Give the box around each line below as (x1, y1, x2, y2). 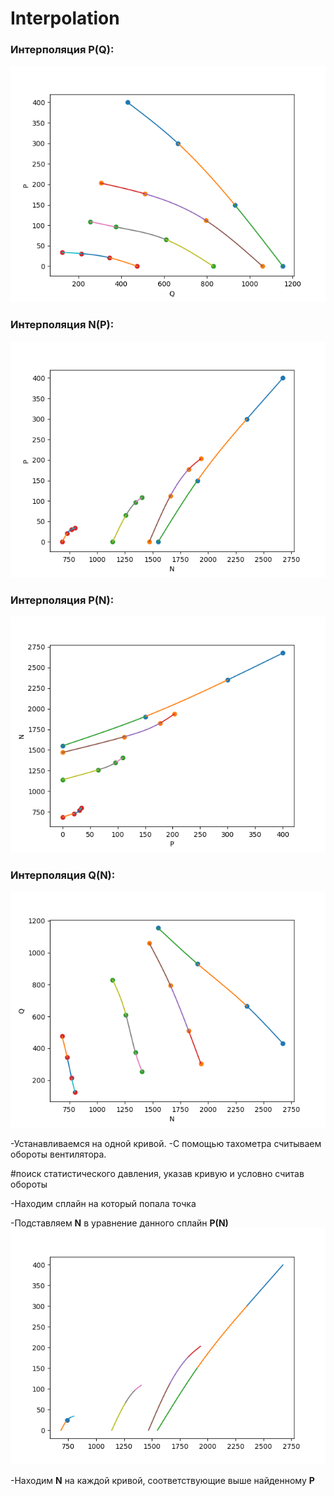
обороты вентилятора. (10, 1148, 107, 1161)
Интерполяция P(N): (10, 593, 115, 607)
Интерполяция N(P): (10, 318, 115, 332)
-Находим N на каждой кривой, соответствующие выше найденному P (10, 1475, 315, 1487)
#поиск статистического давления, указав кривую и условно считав (10, 1168, 305, 1180)
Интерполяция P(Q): (10, 43, 115, 57)
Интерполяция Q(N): (10, 868, 116, 882)
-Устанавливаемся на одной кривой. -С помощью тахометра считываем (10, 1138, 322, 1150)
